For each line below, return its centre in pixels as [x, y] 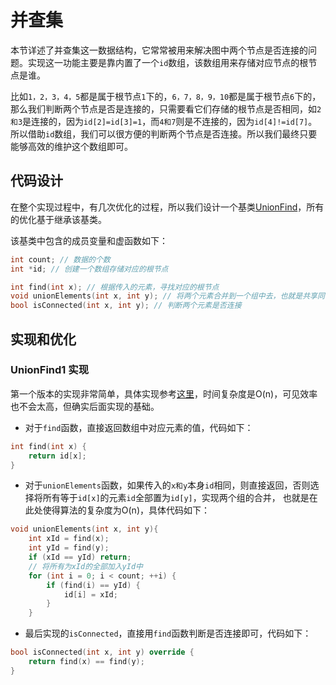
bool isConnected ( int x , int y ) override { [102, 652]
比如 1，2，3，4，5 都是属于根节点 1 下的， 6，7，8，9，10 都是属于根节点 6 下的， [166, 96]
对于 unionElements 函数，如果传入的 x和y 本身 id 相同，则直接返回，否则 [167, 485]
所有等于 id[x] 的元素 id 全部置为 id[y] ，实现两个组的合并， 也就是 [176, 498]
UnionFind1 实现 [49, 370]
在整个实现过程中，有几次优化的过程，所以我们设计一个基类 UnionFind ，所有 [167, 207]
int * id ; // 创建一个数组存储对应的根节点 [89, 269]
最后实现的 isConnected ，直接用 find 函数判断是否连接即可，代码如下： [168, 633]
